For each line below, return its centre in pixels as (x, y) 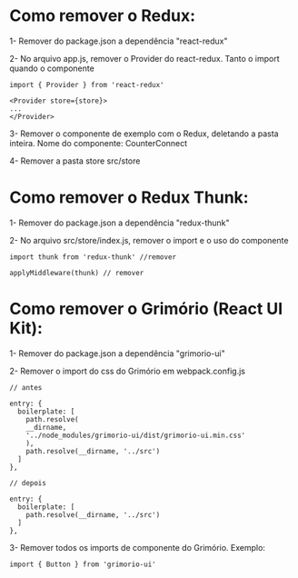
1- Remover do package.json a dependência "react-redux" (119, 41)
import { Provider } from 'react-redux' (87, 85)
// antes (26, 387)
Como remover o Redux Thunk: (129, 198)
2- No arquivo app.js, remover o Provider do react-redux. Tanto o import (144, 58)
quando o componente (52, 68)
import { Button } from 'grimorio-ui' (83, 564)
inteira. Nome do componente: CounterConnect (99, 143)
